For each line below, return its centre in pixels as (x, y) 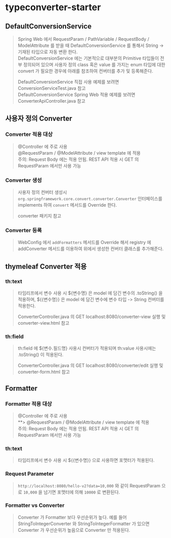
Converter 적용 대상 (29, 134)
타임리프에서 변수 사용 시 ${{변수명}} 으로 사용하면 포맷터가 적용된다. (86, 460)
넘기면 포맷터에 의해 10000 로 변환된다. (82, 492)
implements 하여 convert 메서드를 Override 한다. (67, 205)
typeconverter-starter (53, 7)
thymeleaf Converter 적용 (46, 266)
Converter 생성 (24, 180)
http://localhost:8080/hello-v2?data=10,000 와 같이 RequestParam (89, 485)
